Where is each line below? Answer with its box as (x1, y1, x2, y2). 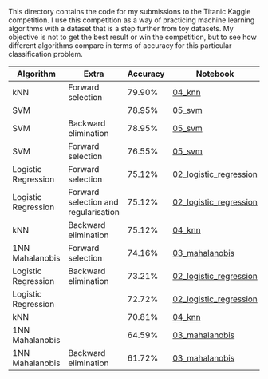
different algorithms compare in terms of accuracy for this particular (8, 41, 232, 50)
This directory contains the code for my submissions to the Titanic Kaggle (8, 7, 251, 16)
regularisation (67, 207, 120, 217)
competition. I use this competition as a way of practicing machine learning (8, 15, 255, 25)
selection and (67, 197, 119, 207)
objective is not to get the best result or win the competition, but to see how (8, 32, 257, 42)
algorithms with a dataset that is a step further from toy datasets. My (8, 24, 234, 33)
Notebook (195, 68, 235, 79)
